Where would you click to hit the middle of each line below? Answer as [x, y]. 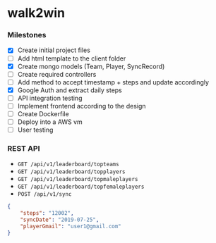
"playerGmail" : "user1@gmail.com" [71, 227]
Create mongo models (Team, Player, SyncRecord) [91, 66]
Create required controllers [57, 74]
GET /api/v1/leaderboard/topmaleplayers [78, 180]
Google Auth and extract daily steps [70, 90]
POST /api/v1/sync [44, 194]
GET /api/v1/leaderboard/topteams [68, 164]
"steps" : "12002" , [47, 213]
